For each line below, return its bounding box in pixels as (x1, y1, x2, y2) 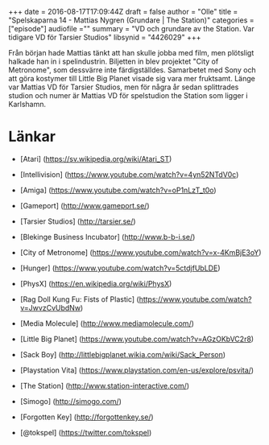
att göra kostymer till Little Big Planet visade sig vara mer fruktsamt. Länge (8, 74, 255, 83)
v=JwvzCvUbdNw (19, 303, 81, 312)
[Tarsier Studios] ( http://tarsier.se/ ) (19, 216, 136, 226)
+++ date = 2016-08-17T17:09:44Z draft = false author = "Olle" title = (8, 7, 238, 16)
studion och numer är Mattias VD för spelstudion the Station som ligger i (8, 91, 248, 100)
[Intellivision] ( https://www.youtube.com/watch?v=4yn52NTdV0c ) (19, 169, 239, 179)
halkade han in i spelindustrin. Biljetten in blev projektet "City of (8, 56, 219, 66)
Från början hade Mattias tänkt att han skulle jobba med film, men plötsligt (8, 48, 255, 57)
